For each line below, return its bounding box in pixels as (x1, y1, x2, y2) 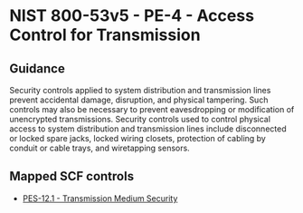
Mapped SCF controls (9, 169, 134, 184)
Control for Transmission (9, 24, 201, 45)
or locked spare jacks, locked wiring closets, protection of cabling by (9, 133, 267, 143)
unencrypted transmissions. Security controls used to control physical (9, 114, 271, 124)
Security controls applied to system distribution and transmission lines (9, 85, 271, 95)
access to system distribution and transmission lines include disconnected (9, 123, 287, 134)
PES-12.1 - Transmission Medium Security (22, 192, 178, 204)
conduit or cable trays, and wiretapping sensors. (9, 142, 190, 153)
